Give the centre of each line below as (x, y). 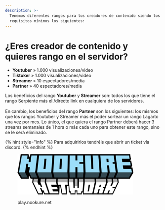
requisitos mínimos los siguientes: (47, 21)
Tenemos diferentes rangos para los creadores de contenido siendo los (85, 16)
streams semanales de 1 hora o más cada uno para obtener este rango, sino (82, 127)
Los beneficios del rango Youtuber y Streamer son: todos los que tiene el (80, 96)
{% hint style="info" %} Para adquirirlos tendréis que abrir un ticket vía (77, 142)
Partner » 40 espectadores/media (47, 86)
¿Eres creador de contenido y (67, 46)
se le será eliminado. (26, 132)
